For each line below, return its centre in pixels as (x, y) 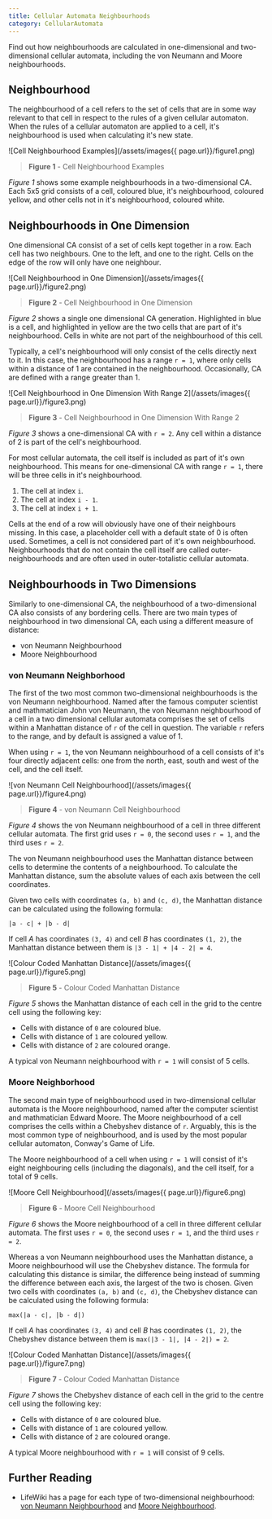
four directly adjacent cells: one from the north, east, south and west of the (134, 761)
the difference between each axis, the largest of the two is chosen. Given (131, 1283)
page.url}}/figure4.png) (47, 794)
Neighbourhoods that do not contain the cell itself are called (109, 550)
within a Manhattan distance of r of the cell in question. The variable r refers (136, 728)
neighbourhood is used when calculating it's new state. (101, 135)
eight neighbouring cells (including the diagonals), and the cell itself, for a (131, 1168)
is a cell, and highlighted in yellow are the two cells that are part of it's (125, 327)
